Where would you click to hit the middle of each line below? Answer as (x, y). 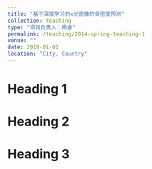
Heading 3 (39, 154)
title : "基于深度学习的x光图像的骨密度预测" (66, 14)
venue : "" (22, 41)
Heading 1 (37, 89)
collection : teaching (40, 21)
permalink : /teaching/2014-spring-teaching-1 (76, 34)
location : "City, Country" (47, 54)
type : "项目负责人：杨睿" (42, 27)
